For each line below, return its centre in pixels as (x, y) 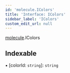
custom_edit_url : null (29, 24)
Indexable (21, 53)
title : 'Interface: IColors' (35, 14)
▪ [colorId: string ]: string (32, 66)
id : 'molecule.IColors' (30, 10)
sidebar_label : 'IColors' (32, 19)
